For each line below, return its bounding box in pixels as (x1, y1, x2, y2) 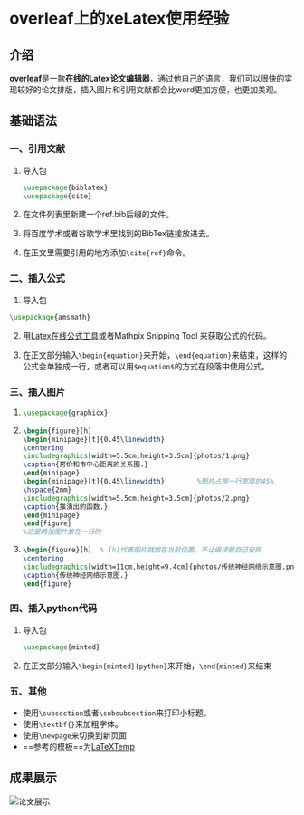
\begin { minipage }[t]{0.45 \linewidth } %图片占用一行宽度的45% (22, 477, 274, 486)
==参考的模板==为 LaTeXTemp (22, 742, 136, 752)
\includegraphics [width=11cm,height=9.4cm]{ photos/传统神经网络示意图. (22, 562, 287, 571)
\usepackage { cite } (22, 191, 92, 200)
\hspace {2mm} (22, 485, 72, 494)
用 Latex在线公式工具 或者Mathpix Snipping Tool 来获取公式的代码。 (22, 330, 271, 340)
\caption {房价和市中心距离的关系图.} (22, 460, 149, 469)
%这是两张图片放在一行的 (22, 527, 101, 537)
